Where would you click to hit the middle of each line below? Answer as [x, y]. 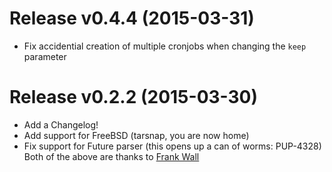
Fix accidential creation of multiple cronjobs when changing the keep [165, 46]
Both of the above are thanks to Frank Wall [111, 156]
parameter [45, 56]
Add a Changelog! [61, 124]
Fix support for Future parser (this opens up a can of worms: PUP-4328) [172, 146]
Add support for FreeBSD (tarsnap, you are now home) [136, 135]
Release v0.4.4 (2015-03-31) [132, 18]
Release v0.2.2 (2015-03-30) [134, 97]
